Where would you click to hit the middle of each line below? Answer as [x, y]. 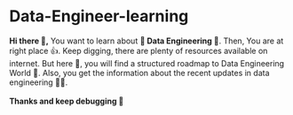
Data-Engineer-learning [99, 16]
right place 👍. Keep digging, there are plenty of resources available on [139, 50]
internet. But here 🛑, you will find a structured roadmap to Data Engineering [147, 63]
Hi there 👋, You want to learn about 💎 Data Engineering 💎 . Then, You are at [146, 41]
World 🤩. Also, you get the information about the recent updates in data [139, 73]
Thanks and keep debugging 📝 [67, 101]
